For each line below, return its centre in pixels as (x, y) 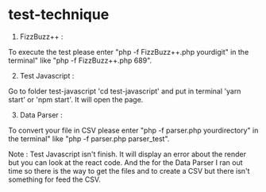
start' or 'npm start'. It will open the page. (76, 99)
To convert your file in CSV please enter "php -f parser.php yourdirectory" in (133, 130)
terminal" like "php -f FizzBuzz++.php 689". (80, 60)
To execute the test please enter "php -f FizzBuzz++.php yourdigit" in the (129, 52)
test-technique (59, 15)
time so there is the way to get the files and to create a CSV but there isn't (129, 171)
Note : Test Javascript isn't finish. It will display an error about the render (127, 154)
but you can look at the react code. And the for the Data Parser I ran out (125, 162)
